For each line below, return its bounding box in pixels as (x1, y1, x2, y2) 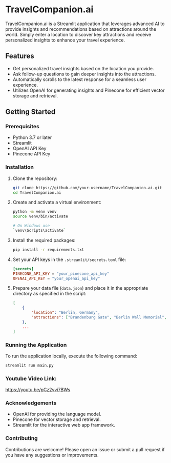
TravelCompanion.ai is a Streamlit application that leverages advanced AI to (5, 21, 165, 27)
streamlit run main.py (5, 363, 54, 368)
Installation (5, 164, 34, 171)
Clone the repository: (12, 175, 58, 182)
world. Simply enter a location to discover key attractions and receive (5, 31, 152, 37)
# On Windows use (12, 223, 50, 229)
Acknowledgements (5, 399, 57, 406)
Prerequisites (5, 123, 39, 130)
